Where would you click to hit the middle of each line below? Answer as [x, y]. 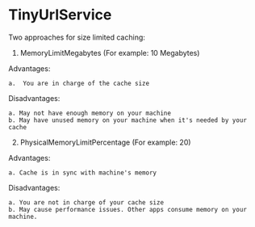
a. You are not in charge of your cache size [86, 202]
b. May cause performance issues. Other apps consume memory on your [128, 209]
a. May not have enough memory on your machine [90, 113]
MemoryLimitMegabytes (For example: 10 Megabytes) [110, 53]
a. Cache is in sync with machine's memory [83, 172]
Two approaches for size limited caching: [77, 37]
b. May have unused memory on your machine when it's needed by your [128, 120]
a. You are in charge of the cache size [79, 83]
